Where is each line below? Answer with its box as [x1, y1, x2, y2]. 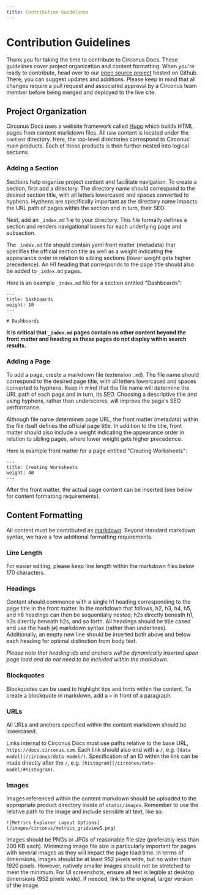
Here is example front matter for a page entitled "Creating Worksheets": [6, 447, 188, 454]
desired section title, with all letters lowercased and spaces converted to [6, 191, 189, 199]
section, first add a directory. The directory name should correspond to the [6, 184, 195, 192]
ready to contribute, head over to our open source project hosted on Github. [6, 69, 198, 76]
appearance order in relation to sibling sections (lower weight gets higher [6, 254, 191, 261]
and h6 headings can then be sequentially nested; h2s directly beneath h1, [6, 611, 194, 618]
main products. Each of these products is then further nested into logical [6, 142, 190, 149]
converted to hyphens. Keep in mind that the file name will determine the [6, 384, 190, 391]
